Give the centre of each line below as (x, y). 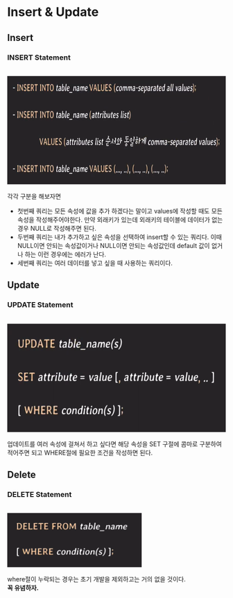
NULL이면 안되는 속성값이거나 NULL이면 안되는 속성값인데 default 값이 (113, 245)
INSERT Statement (39, 58)
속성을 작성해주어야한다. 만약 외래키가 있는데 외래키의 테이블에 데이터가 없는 (120, 220)
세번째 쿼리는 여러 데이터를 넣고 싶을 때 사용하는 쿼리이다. (95, 263)
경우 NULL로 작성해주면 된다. (57, 228)
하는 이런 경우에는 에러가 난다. (65, 254)
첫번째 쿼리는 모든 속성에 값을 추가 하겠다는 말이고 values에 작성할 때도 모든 (120, 211)
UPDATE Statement (40, 305)
